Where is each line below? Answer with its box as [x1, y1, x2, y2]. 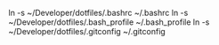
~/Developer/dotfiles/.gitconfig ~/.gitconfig [8, 26, 166, 36]
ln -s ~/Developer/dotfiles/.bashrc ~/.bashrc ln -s [8, 8, 189, 18]
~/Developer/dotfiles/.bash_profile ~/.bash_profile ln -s [8, 17, 210, 27]
